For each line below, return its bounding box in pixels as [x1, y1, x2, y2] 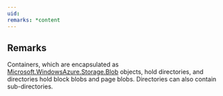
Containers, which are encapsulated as [7, 60, 119, 69]
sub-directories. [7, 82, 53, 90]
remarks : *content [7, 17, 60, 23]
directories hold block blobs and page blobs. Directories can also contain [7, 75, 217, 84]
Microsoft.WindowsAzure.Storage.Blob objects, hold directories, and [7, 68, 204, 76]
